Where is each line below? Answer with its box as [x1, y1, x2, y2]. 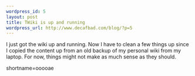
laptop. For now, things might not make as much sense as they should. [6, 53, 176, 60]
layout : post [6, 14, 38, 20]
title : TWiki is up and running [6, 19, 85, 25]
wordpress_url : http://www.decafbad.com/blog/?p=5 [6, 25, 133, 31]
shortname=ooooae [6, 65, 54, 72]
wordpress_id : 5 [6, 8, 46, 15]
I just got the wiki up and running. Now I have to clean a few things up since [6, 41, 189, 48]
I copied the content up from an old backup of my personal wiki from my [6, 47, 181, 54]
